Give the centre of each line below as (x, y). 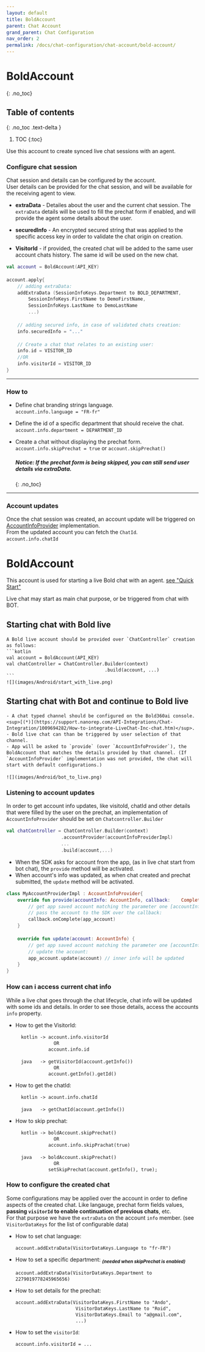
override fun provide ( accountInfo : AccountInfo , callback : (94, 900)
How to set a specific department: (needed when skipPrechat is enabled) (100, 1260)
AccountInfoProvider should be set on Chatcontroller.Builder (85, 819)
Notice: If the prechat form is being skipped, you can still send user (102, 462)
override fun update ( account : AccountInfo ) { (76, 938)
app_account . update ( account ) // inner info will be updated (106, 958)
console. (184, 716)
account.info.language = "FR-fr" (58, 412)
